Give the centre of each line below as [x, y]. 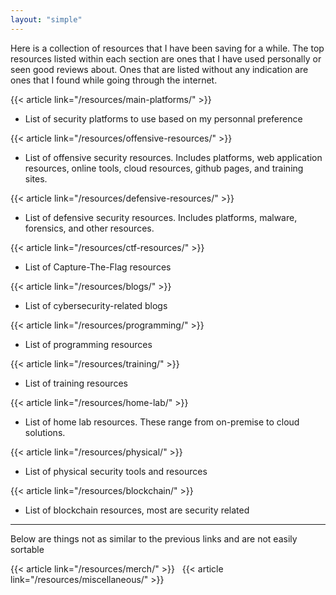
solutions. [45, 432]
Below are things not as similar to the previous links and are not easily [154, 538]
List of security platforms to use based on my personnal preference [163, 118]
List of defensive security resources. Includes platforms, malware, [161, 217]
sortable [27, 549]
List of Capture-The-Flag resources [98, 267]
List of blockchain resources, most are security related [137, 510]
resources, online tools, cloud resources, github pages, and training [164, 168]
